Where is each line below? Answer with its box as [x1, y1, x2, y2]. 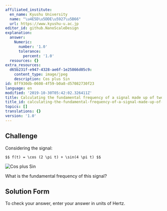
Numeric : [14, 40, 32, 45]
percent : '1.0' [23, 53, 55, 59]
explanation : [5, 30, 32, 35]
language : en [5, 85, 32, 91]
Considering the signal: [5, 145, 53, 151]
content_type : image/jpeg [14, 72, 68, 77]
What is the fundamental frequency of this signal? [5, 173, 107, 179]
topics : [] [5, 104, 28, 109]
